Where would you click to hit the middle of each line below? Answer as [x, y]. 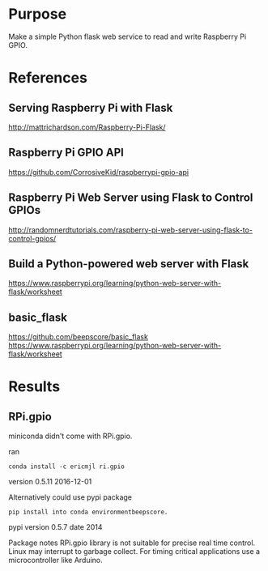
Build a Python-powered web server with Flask [129, 264]
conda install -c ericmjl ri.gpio [67, 467]
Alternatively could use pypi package [70, 497]
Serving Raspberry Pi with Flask [91, 107]
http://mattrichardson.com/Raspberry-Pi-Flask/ [87, 127]
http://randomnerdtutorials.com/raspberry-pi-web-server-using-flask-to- [131, 230]
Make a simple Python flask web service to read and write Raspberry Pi [128, 36]
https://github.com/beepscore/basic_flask [78, 337]
